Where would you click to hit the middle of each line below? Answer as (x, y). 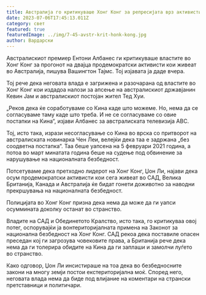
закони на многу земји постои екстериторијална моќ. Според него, (95, 272)
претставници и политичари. (44, 285)
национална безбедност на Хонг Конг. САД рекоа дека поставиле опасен (103, 234)
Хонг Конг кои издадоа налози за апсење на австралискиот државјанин (101, 89)
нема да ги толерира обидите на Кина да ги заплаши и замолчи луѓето (99, 247)
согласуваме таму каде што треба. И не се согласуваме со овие (91, 115)
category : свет (26, 23)
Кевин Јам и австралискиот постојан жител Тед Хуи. (76, 96)
